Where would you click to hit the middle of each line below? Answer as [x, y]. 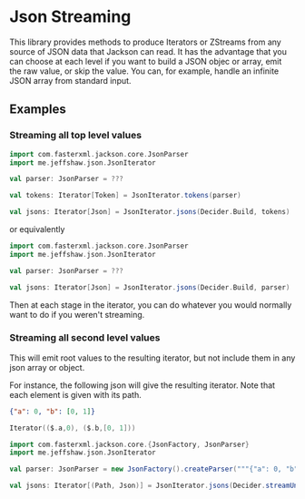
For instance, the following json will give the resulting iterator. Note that [142, 385]
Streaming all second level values [85, 338]
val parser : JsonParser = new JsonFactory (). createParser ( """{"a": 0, [146, 469]
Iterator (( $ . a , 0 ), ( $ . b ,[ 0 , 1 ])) [73, 428]
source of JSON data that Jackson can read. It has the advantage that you [148, 51]
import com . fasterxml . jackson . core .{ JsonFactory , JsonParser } [129, 444]
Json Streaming [70, 17]
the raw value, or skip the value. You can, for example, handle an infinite [144, 71]
